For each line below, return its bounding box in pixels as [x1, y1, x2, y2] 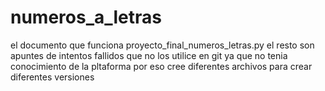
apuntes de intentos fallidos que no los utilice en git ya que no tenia [10, 49, 288, 61]
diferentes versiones [10, 71, 95, 83]
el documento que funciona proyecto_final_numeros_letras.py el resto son [10, 39, 315, 51]
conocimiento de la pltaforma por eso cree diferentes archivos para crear [10, 60, 313, 72]
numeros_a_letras [10, 6, 163, 29]
